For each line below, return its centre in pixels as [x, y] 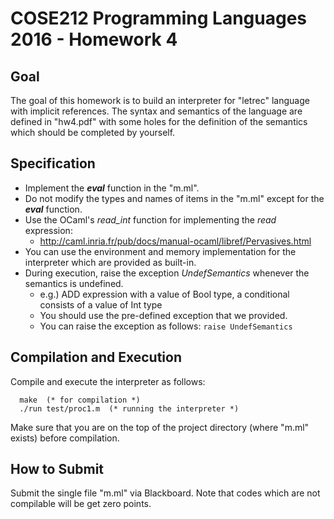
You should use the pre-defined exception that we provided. [163, 315]
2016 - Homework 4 [94, 39]
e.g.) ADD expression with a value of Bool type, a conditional [164, 294]
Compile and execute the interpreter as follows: [108, 381]
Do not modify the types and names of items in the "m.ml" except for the [174, 198]
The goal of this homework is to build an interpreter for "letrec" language [160, 100]
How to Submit [57, 469]
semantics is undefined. [74, 283]
